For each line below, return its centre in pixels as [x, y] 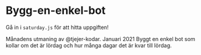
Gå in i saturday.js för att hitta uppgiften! [57, 27]
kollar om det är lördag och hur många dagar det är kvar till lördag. [89, 45]
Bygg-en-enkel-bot [56, 11]
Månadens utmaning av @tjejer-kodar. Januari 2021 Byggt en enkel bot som [101, 39]
